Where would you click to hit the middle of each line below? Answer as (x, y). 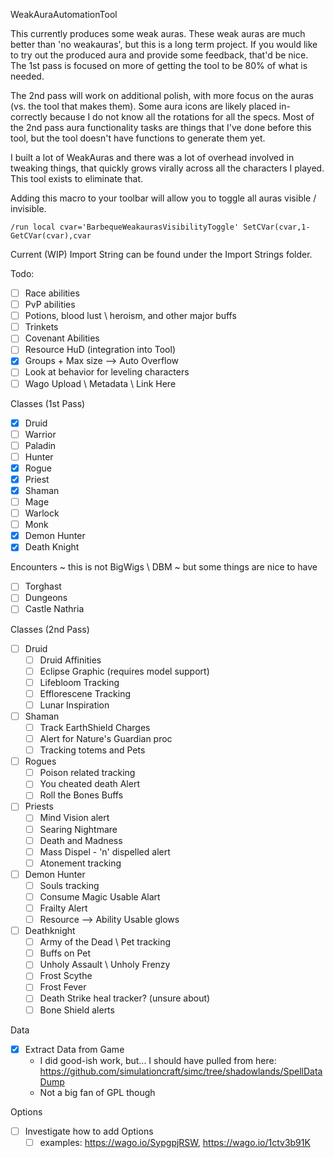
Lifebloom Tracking (79, 682)
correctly (29, 117)
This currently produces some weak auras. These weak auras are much (158, 33)
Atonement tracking (80, 863)
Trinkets (41, 327)
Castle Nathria (54, 609)
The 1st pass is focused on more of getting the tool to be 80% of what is (159, 65)
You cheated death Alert (89, 784)
